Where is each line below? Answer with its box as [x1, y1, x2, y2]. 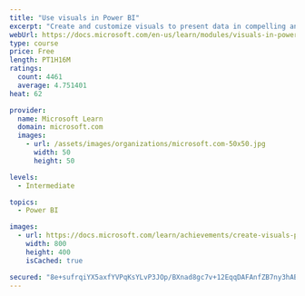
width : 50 [33, 148, 71, 157]
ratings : [9, 64, 43, 74]
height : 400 [25, 247, 71, 257]
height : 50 [33, 156, 75, 165]
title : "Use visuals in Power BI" [9, 13, 141, 23]
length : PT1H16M [9, 55, 71, 64]
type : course [9, 38, 59, 48]
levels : [9, 173, 39, 182]
